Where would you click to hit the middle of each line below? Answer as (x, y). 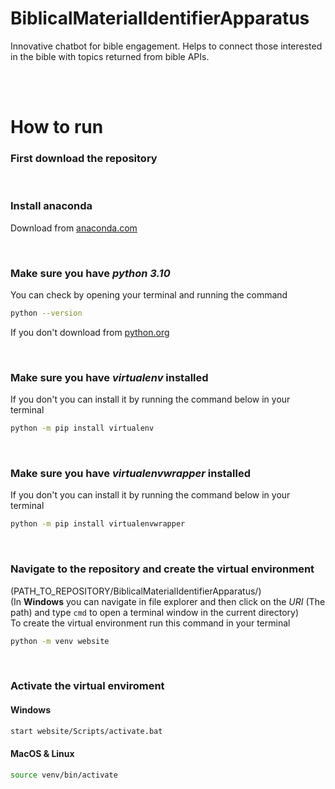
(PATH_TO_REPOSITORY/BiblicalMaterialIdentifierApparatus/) (136, 591)
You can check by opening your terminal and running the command (149, 295)
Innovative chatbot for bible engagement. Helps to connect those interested (166, 46)
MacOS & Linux (42, 753)
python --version (46, 313)
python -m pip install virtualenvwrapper (98, 524)
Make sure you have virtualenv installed (109, 377)
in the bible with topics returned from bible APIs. (110, 56)
